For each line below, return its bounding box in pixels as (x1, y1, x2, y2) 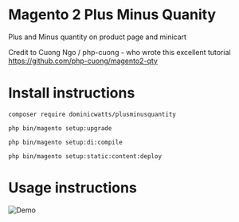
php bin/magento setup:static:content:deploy (8, 152, 162, 161)
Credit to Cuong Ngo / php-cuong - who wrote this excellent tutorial (8, 47, 231, 57)
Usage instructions (8, 179, 137, 197)
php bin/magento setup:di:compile (8, 138, 123, 146)
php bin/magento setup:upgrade (8, 124, 112, 133)
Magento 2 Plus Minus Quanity (8, 6, 217, 24)
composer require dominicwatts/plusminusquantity (8, 110, 177, 118)
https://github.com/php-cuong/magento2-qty (8, 56, 158, 65)
